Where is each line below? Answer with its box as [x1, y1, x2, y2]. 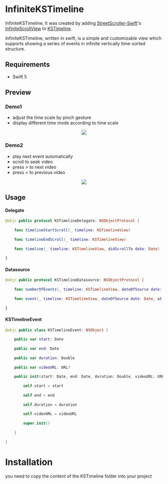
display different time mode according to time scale [12, 120, 118, 126]
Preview [5, 88, 31, 97]
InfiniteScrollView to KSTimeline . [5, 25, 72, 31]
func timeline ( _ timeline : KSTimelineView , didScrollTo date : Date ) [14, 246, 160, 251]
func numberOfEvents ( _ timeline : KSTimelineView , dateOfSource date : [14, 287, 162, 292]
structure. [5, 46, 25, 52]
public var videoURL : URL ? [14, 365, 70, 370]
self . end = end [23, 393, 55, 398]
